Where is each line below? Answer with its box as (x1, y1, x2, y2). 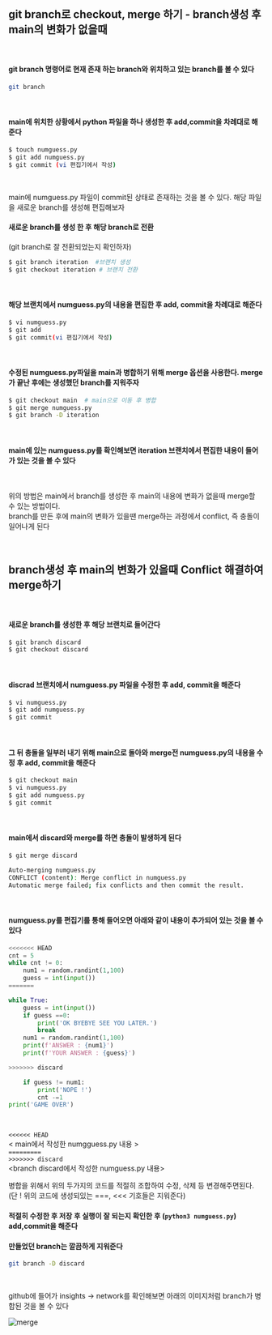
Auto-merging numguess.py (8, 866, 96, 874)
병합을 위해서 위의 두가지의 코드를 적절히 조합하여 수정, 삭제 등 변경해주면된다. (8, 1181, 255, 1191)
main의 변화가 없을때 (8, 23, 108, 36)
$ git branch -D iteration (8, 412, 100, 420)
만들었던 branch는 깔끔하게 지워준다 (8, 1241, 123, 1251)
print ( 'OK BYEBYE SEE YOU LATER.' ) (37, 1019, 158, 1027)
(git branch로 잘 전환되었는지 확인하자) (8, 241, 132, 251)
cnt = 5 (8, 951, 35, 960)
